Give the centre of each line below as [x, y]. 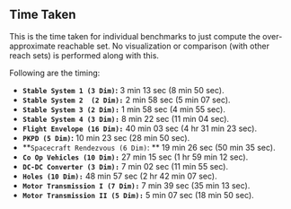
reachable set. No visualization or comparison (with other [163, 46]
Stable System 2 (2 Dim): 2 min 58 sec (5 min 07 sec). [126, 100]
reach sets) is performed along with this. [84, 55]
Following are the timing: [55, 73]
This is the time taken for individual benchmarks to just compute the [135, 36]
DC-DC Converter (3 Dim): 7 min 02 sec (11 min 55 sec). [125, 166]
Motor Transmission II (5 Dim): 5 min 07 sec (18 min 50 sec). [138, 195]
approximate [32, 46]
